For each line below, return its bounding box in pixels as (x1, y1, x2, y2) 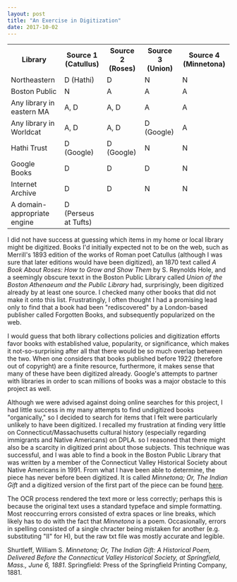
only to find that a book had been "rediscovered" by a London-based (7, 303, 208, 312)
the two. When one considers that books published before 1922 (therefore (7, 354, 223, 363)
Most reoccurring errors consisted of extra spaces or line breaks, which (7, 510, 217, 518)
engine (11, 217, 34, 227)
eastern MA (11, 107, 49, 117)
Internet (11, 180, 37, 190)
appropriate (11, 209, 50, 219)
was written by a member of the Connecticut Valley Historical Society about (7, 458, 228, 467)
